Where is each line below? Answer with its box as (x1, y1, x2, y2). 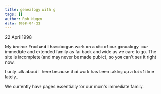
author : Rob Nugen (5, 16, 42, 21)
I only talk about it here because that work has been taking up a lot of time (5, 69, 155, 75)
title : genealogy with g (5, 7, 56, 12)
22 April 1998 (5, 34, 32, 40)
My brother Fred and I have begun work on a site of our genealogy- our (5, 44, 149, 49)
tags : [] (5, 12, 23, 17)
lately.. (5, 74, 19, 80)
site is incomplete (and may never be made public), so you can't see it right (5, 54, 156, 60)
